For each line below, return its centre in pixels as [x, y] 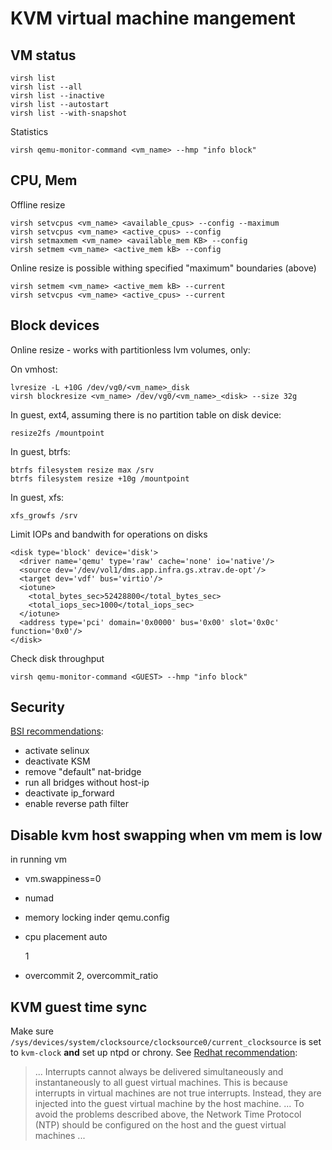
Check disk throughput [57, 658]
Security [37, 707]
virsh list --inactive [57, 96]
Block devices [55, 325]
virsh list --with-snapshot [69, 113]
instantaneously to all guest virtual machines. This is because [161, 1083]
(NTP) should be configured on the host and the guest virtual [160, 1125]
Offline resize [38, 204]
